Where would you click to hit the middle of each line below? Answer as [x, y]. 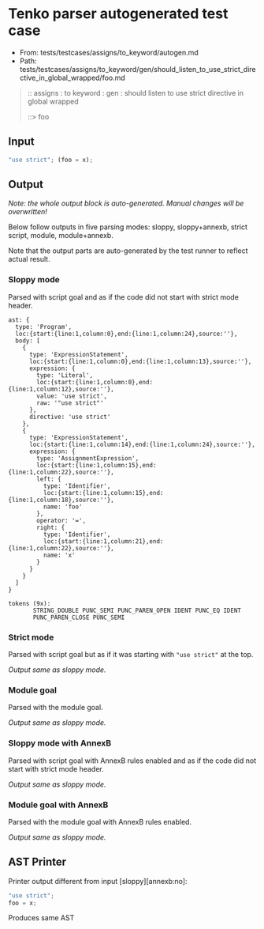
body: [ [28, 341]
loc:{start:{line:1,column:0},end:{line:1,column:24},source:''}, [126, 334]
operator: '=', [61, 520]
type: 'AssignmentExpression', [88, 458]
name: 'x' [59, 555]
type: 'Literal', [65, 375]
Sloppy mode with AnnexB [60, 743]
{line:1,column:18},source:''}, [61, 500]
